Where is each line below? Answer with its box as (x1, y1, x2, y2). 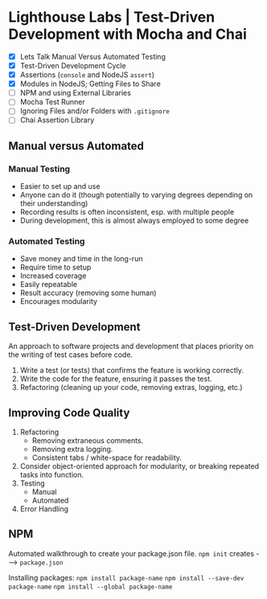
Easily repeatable (19, 280, 78, 289)
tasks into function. (19, 470, 84, 480)
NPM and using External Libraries (19, 88, 131, 98)
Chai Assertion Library (19, 115, 95, 125)
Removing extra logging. (31, 445, 113, 454)
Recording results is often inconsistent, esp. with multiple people (19, 207, 235, 217)
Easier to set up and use (19, 182, 101, 191)
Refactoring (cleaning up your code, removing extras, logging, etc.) (19, 383, 243, 392)
